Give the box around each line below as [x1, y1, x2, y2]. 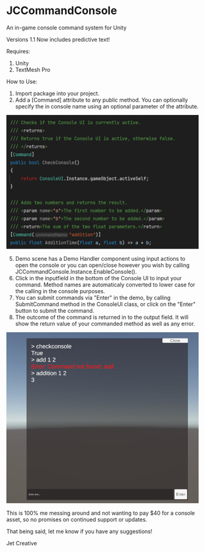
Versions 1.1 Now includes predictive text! [6, 35, 110, 43]
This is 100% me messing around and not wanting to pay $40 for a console [6, 509, 195, 517]
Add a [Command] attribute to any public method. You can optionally [15, 96, 188, 103]
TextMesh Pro [15, 65, 51, 73]
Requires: [6, 47, 31, 55]
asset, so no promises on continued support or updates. [6, 516, 148, 523]
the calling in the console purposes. [15, 288, 106, 295]
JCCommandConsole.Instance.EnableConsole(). [15, 268, 137, 275]
